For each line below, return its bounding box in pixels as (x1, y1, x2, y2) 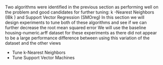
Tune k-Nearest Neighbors (12, 49, 66, 55)
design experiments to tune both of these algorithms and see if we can (5, 19, 147, 25)
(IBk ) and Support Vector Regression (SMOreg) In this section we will (5, 15, 145, 20)
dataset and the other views (5, 40, 61, 46)
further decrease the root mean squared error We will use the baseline (5, 25, 146, 31)
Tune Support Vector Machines (12, 55, 75, 60)
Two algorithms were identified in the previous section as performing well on (5, 4, 159, 10)
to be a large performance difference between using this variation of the (5, 35, 150, 41)
